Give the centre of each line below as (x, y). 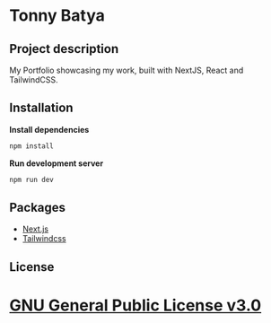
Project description (64, 49)
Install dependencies (49, 129)
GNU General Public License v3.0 (135, 305)
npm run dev (31, 179)
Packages (37, 207)
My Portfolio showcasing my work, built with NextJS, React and (127, 70)
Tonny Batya (57, 16)
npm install (31, 146)
